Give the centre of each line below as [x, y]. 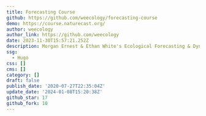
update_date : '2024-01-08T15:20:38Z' [55, 92]
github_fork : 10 [27, 103]
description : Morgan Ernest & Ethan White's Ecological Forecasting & [98, 47]
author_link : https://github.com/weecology [63, 35]
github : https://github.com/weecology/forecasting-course [82, 18]
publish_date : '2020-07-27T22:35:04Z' [56, 87]
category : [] [23, 75]
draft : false [23, 80]
